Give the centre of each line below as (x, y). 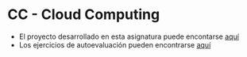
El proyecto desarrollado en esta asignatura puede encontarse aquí (129, 36)
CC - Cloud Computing (84, 15)
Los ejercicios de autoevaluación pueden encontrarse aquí (115, 44)
